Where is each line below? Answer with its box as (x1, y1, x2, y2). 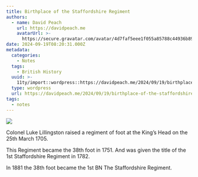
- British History (16, 69, 62, 75)
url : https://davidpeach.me (16, 25, 85, 31)
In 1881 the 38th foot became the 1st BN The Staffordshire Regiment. (6, 164, 172, 171)
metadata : (6, 47, 31, 53)
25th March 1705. (6, 135, 48, 142)
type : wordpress (11, 85, 51, 91)
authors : (6, 14, 28, 20)
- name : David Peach (11, 19, 62, 25)
